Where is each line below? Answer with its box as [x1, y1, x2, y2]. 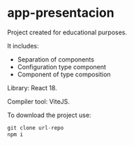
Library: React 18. [7, 83, 57, 92]
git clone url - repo [7, 124, 64, 131]
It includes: [7, 41, 39, 50]
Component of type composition [17, 70, 111, 78]
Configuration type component [17, 62, 107, 71]
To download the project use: [7, 111, 91, 119]
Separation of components [17, 55, 94, 64]
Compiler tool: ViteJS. [7, 97, 70, 106]
